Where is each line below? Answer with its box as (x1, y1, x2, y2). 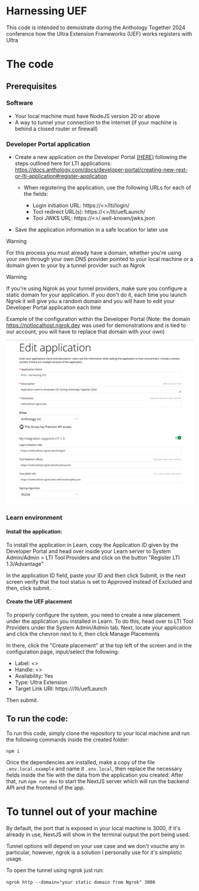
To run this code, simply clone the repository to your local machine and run (6, 730, 190, 737)
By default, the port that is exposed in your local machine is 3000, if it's (6, 824, 181, 831)
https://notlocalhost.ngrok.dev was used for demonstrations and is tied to (6, 322, 186, 329)
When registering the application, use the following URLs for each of (23, 184, 191, 191)
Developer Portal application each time (6, 304, 102, 311)
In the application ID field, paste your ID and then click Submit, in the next (6, 572, 186, 579)
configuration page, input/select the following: (6, 648, 119, 655)
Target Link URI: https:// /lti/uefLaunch (14, 685, 108, 692)
